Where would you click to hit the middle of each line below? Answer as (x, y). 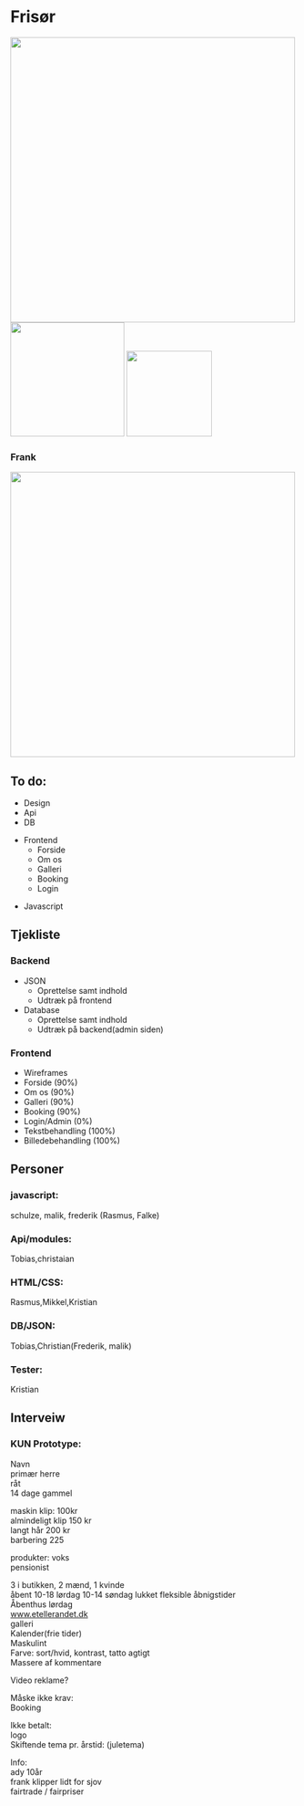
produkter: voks (40, 1557)
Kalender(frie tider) (46, 1633)
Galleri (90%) (49, 1102)
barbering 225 (37, 1540)
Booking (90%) (52, 1112)
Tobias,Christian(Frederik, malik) (71, 1346)
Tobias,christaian (43, 1259)
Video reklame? (40, 1680)
